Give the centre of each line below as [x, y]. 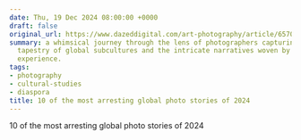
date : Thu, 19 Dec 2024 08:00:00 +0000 [84, 17]
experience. [40, 59]
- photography [36, 76]
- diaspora [30, 92]
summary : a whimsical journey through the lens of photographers [133, 42]
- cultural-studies [46, 84]
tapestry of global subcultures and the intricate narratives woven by [154, 51]
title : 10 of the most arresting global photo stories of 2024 [130, 100]
